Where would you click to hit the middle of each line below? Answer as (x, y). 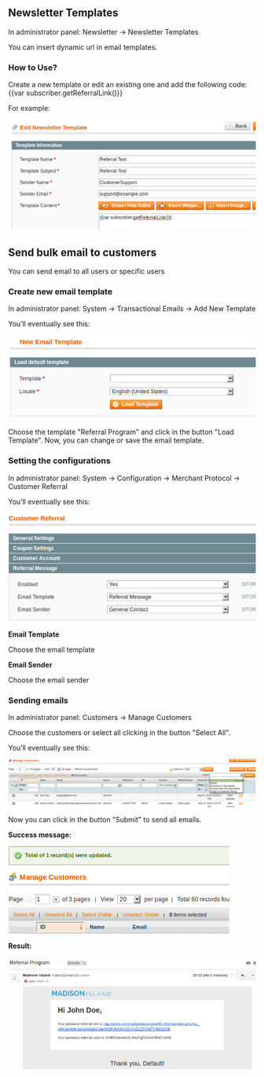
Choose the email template (52, 649)
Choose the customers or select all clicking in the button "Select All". (119, 733)
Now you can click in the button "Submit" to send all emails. (105, 819)
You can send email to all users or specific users (86, 271)
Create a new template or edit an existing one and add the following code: (128, 85)
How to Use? (33, 68)
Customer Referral (38, 486)
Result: (20, 946)
